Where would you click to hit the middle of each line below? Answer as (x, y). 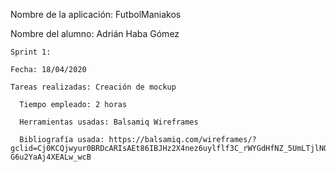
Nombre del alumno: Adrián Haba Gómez (95, 33)
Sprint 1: (31, 52)
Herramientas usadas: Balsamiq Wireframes (109, 122)
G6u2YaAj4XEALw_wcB (51, 157)
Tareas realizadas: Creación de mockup (93, 87)
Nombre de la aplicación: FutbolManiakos (96, 14)
